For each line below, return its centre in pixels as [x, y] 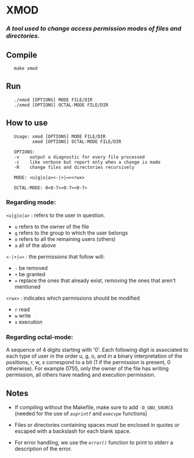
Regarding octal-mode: [40, 337]
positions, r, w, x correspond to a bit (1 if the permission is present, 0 [88, 362]
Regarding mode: [31, 202]
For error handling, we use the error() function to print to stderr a [94, 442]
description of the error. [43, 449]
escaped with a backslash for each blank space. [73, 431]
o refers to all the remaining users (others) [65, 239]
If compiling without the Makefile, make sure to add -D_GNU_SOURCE [94, 407]
